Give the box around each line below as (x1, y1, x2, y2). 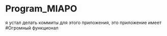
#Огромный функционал (5, 24, 59, 30)
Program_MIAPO (5, 3, 77, 14)
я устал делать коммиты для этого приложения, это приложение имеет (5, 19, 162, 25)
